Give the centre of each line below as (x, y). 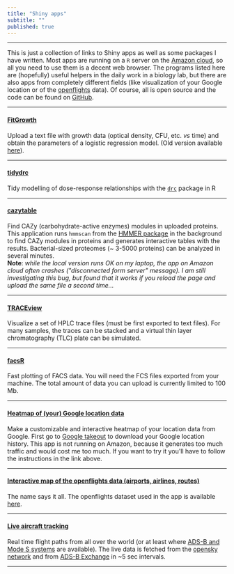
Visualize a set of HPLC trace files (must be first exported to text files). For (114, 323)
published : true (31, 26)
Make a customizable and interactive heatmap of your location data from (111, 428)
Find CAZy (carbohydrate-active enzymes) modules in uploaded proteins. (113, 226)
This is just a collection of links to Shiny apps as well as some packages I (112, 53)
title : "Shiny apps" (37, 14)
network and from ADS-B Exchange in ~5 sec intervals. (86, 557)
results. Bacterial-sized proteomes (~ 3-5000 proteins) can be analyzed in (114, 248)
